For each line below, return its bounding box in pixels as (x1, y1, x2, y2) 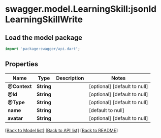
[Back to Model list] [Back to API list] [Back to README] (5, 127, 118, 133)
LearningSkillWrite (5, 14, 83, 25)
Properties (5, 60, 38, 68)
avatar (7, 114, 23, 121)
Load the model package (5, 33, 83, 42)
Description (56, 75, 84, 82)
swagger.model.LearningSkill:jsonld (5, 3, 157, 15)
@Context (7, 83, 32, 89)
